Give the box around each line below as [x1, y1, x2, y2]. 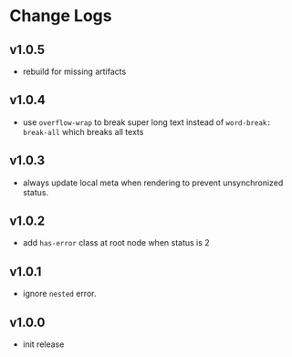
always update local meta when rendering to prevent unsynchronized [22, 177, 284, 188]
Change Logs [9, 5, 112, 26]
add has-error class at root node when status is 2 [22, 237, 210, 248]
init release [22, 339, 65, 350]
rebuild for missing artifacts [22, 66, 127, 77]
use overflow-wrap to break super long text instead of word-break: [22, 116, 272, 128]
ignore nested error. [22, 289, 97, 299]
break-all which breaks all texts [22, 126, 144, 137]
